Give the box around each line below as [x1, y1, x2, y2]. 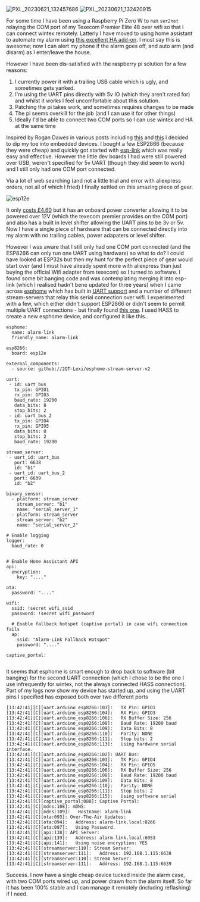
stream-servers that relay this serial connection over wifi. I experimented [6, 294, 185, 300]
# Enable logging [6, 533, 49, 538]
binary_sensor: [6, 491, 44, 497]
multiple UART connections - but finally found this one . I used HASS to [6, 306, 179, 314]
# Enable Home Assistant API [6, 559, 79, 565]
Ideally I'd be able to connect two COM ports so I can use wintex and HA [14, 116, 193, 123]
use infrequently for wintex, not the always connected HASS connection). [6, 681, 186, 687]
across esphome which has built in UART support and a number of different [6, 287, 192, 295]
